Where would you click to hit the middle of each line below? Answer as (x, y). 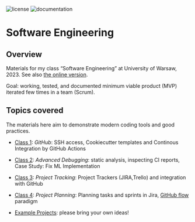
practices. (18, 131)
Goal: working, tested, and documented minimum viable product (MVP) (92, 86)
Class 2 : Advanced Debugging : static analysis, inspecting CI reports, (97, 160)
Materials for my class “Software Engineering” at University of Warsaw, (91, 68)
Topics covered (35, 110)
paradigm (26, 201)
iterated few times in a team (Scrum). (51, 92)
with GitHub (29, 183)
